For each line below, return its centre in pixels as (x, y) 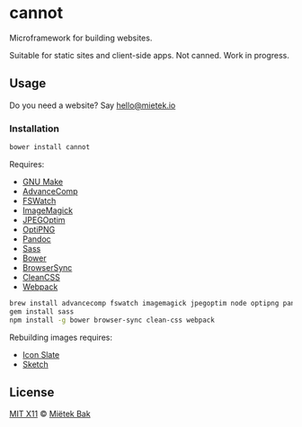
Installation (35, 129)
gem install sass (42, 311)
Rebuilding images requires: (61, 337)
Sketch (36, 364)
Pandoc (36, 239)
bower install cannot (50, 147)
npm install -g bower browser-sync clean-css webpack (112, 320)
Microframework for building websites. (81, 38)
